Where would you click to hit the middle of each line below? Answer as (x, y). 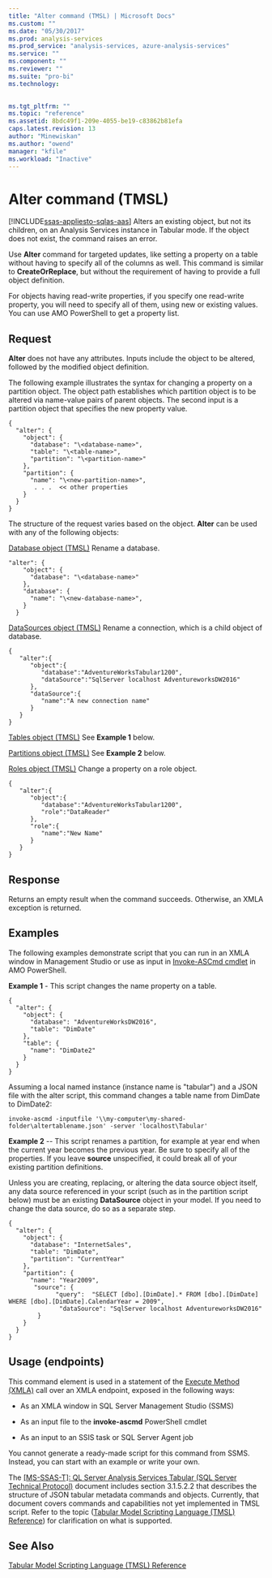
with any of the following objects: (64, 532)
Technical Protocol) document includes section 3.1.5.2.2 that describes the (133, 1485)
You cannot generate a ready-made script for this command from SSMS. (129, 1453)
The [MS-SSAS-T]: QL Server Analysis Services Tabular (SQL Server (123, 1477)
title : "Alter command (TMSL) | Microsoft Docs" (92, 16)
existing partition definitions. (56, 1166)
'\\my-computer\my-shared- (140, 1119)
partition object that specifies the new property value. (98, 409)
